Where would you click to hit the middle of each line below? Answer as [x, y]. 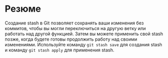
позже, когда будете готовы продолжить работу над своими [71, 39]
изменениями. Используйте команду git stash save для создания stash [83, 44]
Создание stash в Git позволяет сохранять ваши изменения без [74, 23]
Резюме [23, 9]
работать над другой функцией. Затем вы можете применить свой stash [84, 34]
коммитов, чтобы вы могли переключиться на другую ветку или [75, 28]
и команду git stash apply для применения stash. [59, 50]
